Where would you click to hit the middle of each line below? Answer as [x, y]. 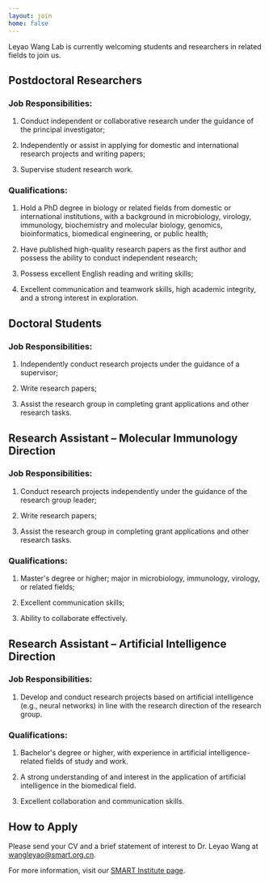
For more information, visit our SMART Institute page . [97, 870]
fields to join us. [35, 55]
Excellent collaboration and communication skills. [102, 801]
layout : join [30, 16]
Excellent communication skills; [72, 602]
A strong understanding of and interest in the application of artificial [133, 777]
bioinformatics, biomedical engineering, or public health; [114, 234]
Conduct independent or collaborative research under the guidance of [137, 121]
